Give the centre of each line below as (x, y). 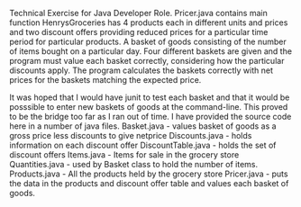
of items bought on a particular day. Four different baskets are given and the (151, 51)
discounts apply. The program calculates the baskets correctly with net (141, 70)
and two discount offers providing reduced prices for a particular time (139, 32)
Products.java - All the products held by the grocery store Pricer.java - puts (149, 174)
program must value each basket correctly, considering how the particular (147, 61)
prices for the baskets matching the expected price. (105, 80)
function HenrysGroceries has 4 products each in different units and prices (149, 22)
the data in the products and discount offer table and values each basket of (149, 183)
